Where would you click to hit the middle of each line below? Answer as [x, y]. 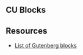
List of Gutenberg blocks [45, 46]
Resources [27, 31]
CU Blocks [26, 10]
